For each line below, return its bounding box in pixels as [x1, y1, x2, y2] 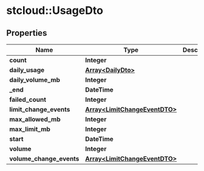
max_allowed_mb [9, 115, 61, 123]
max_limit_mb [9, 125, 50, 133]
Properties [6, 28, 47, 38]
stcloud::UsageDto [6, 4, 103, 18]
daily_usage [9, 66, 45, 74]
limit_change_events [9, 106, 70, 113]
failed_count [9, 95, 47, 104]
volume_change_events [9, 155, 80, 163]
